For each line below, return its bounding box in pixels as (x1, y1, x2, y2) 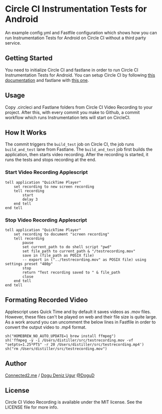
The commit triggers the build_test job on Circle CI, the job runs (5, 142, 134, 147)
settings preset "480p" (5, 261, 53, 266)
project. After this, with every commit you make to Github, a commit (5, 109, 140, 115)
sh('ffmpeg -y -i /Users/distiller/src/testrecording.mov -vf (5, 338, 133, 343)
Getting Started (5, 54, 53, 63)
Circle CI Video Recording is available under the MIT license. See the (5, 399, 142, 405)
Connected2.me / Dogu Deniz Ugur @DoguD (5, 372, 95, 378)
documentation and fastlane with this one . (5, 77, 89, 83)
